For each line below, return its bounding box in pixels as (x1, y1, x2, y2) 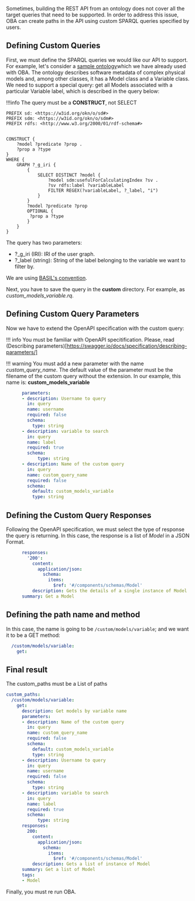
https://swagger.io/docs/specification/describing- (66, 342, 187, 349)
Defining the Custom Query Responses (6, 510, 152, 520)
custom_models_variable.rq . (6, 292, 74, 299)
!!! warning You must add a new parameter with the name (6, 360, 145, 367)
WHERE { (6, 156, 25, 162)
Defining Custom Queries (6, 41, 101, 51)
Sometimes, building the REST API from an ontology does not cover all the (6, 5, 185, 12)
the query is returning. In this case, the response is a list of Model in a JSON (6, 532, 190, 539)
